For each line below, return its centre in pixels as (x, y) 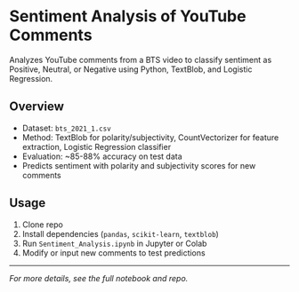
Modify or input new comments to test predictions (114, 253)
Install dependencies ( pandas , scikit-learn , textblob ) (121, 233)
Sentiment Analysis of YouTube (128, 16)
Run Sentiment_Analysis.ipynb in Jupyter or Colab (114, 243)
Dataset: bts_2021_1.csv (66, 128)
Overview (37, 107)
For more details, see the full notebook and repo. (99, 278)
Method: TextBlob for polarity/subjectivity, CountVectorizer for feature (150, 137)
